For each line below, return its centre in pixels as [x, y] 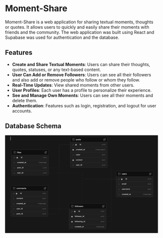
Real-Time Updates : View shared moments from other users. [73, 85]
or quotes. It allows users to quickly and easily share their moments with [77, 27]
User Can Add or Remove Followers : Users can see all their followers [81, 75]
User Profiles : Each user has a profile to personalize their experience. [82, 90]
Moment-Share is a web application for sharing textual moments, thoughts [79, 22]
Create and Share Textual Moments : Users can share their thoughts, [81, 64]
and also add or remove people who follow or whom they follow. [76, 80]
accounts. [22, 111]
